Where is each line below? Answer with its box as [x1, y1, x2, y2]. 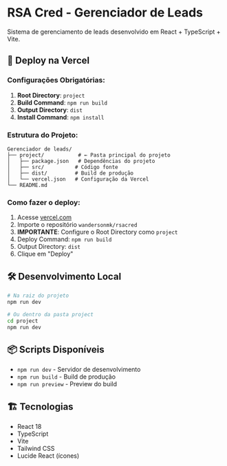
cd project [7, 318, 39, 324]
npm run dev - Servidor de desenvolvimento [17, 366, 141, 374]
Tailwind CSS [17, 445, 55, 453]
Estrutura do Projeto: [7, 130, 78, 140]
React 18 [17, 423, 42, 431]
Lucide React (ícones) [17, 452, 80, 460]
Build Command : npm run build [17, 98, 108, 107]
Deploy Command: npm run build [17, 235, 112, 243]
